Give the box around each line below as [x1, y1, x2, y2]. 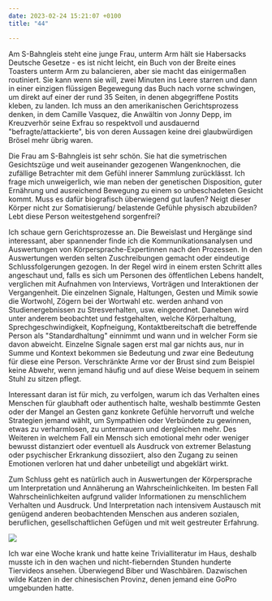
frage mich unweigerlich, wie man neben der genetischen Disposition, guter [8, 176, 262, 187]
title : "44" [8, 19, 49, 28]
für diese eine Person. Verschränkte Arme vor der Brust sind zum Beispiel [8, 357, 255, 366]
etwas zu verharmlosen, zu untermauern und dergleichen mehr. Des [8, 424, 237, 434]
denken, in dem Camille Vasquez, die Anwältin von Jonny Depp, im [8, 109, 232, 119]
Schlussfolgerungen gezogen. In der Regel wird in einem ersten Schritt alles [8, 262, 262, 271]
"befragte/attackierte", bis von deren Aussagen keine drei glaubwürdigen [8, 127, 253, 136]
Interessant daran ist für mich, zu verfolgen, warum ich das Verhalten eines [8, 389, 260, 399]
